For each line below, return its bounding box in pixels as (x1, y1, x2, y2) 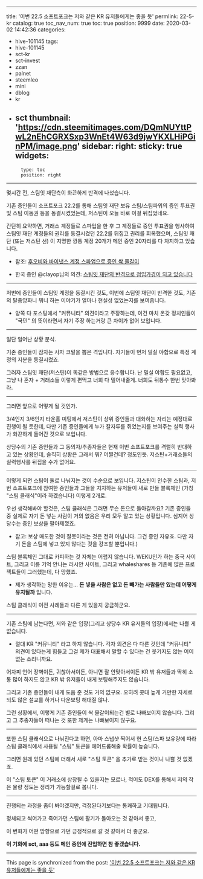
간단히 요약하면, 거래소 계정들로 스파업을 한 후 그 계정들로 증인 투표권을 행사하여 (6, 222, 195, 230)
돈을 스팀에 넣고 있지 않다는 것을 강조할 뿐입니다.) (21, 540, 138, 547)
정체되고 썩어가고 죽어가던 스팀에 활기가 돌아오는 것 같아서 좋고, (6, 814, 156, 822)
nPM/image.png (14, 141, 77, 152)
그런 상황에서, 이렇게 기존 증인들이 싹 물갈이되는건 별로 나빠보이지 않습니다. (6, 709, 184, 716)
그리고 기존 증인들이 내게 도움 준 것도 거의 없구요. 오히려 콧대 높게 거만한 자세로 (6, 688, 193, 695)
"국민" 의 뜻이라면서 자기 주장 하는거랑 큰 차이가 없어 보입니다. (14, 317, 162, 324)
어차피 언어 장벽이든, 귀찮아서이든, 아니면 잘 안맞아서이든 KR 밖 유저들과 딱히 (6, 668, 187, 675)
